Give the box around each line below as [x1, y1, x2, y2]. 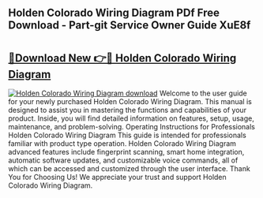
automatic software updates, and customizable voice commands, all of [8, 155, 239, 165]
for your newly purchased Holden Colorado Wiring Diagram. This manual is [8, 97, 253, 106]
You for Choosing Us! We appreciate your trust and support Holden [8, 173, 227, 181]
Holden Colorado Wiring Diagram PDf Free [8, 6, 220, 20]
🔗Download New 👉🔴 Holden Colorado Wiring [8, 51, 237, 65]
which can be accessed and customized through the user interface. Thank [8, 164, 250, 173]
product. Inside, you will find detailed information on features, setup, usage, [8, 114, 254, 123]
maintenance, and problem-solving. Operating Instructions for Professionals [8, 122, 255, 131]
